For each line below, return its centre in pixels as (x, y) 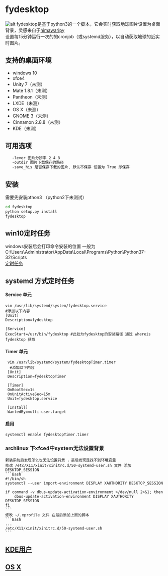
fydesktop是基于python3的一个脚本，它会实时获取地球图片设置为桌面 (88, 24)
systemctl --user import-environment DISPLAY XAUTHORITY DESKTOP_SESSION (84, 483)
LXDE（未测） (27, 103)
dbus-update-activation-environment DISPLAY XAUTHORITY (74, 496)
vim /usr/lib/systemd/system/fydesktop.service (56, 306)
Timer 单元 (17, 351)
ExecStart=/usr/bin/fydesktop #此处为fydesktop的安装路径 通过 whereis (78, 334)
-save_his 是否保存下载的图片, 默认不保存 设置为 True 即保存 (71, 167)
